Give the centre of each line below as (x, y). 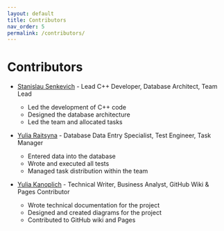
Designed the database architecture (79, 114)
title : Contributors (37, 20)
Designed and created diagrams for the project (94, 213)
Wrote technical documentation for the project (94, 205)
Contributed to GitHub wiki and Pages (81, 220)
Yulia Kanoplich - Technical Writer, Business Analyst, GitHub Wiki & (113, 185)
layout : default (31, 14)
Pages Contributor (43, 192)
